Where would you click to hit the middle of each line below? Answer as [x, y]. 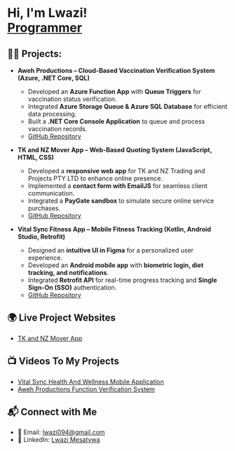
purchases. [44, 208]
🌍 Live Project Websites [61, 318]
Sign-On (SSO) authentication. [72, 288]
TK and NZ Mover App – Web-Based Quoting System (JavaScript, [115, 150]
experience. [45, 258]
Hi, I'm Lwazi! [47, 13]
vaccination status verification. [72, 99]
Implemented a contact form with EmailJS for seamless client [118, 186]
